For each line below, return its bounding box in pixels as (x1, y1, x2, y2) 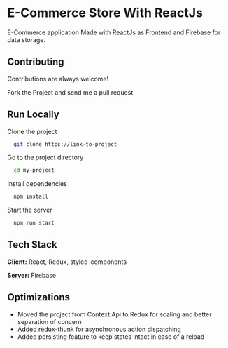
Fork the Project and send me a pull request (7, 88, 134, 96)
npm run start (13, 220, 55, 227)
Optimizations (7, 291, 70, 303)
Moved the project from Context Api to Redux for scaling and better (17, 310, 212, 319)
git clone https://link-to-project (13, 140, 117, 148)
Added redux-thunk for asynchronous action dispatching (17, 325, 182, 333)
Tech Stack (7, 239, 57, 250)
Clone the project (7, 127, 57, 135)
